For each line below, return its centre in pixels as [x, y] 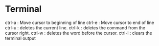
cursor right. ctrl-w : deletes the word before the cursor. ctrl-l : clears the [79, 33]
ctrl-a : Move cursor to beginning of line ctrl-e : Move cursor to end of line [79, 23]
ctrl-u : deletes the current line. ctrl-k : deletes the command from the [75, 27]
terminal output [20, 38]
